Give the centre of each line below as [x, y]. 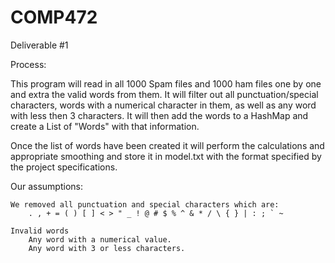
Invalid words [40, 231]
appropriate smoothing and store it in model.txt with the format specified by [166, 156]
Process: [28, 64]
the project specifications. [64, 167]
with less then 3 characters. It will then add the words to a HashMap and [159, 115]
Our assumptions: [47, 186]
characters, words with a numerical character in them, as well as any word [163, 105]
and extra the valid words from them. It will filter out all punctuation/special [164, 94]
